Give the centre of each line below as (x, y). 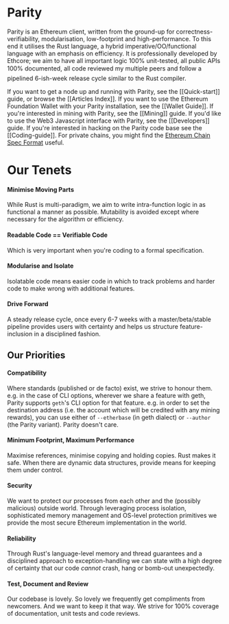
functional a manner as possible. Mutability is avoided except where (103, 212)
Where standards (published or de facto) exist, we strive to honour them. (110, 388)
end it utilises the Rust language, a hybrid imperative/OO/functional (102, 46)
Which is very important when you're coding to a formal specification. (106, 250)
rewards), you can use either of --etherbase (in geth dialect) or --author (109, 417)
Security (20, 486)
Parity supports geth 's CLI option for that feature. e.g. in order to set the (109, 403)
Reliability (22, 538)
